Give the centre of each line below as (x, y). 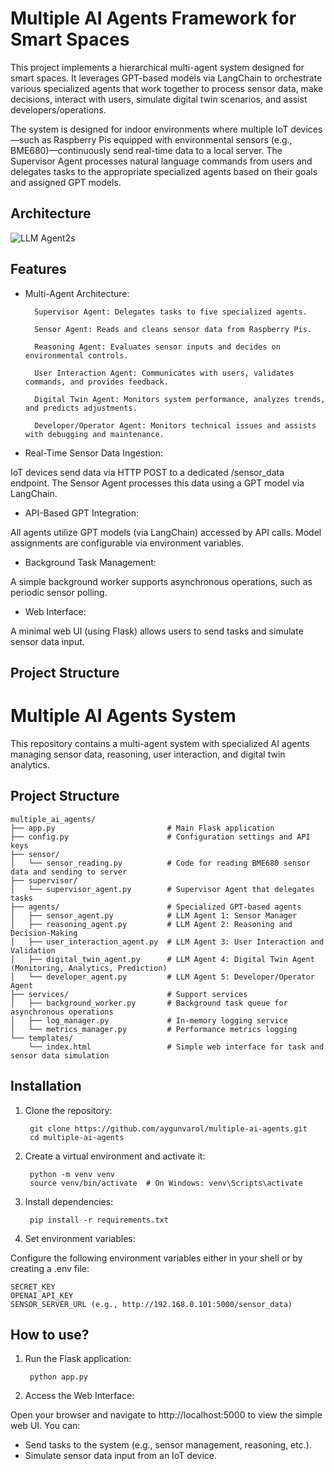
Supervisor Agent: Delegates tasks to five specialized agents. (171, 312)
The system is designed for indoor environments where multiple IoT (149, 129)
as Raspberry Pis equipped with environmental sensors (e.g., (167, 139)
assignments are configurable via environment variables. (127, 543)
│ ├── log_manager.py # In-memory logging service (149, 1020)
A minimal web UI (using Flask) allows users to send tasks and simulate (157, 631)
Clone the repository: (68, 1110)
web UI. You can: (45, 1426)
